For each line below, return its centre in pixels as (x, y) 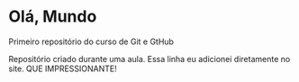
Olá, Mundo (53, 17)
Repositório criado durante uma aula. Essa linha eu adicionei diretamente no (149, 59)
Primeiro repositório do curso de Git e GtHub (91, 41)
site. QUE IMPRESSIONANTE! (63, 68)
